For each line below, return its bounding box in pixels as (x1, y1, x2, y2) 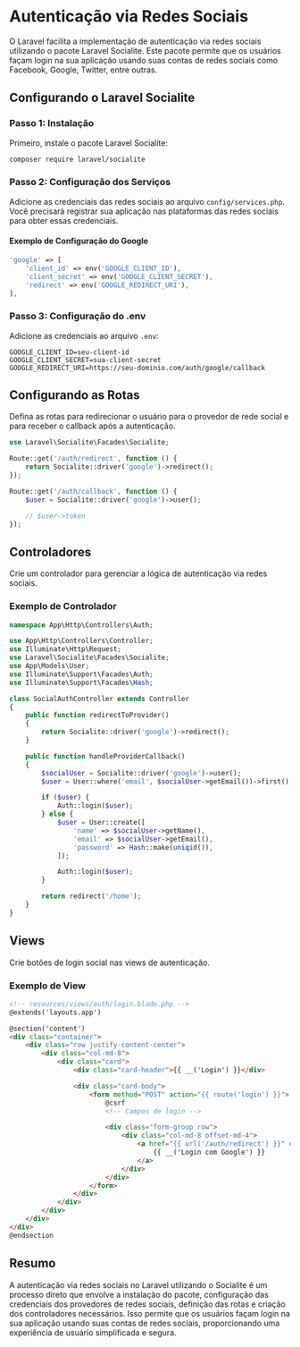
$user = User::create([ (56, 818, 146, 827)
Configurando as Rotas (9, 387, 140, 403)
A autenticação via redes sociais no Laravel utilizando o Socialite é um (9, 1279, 268, 1290)
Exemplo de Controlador (9, 600, 117, 613)
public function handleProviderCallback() (25, 751, 186, 761)
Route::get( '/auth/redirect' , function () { (9, 454, 178, 463)
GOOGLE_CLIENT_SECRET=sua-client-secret (9, 355, 162, 364)
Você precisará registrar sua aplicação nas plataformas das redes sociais (9, 206, 279, 216)
